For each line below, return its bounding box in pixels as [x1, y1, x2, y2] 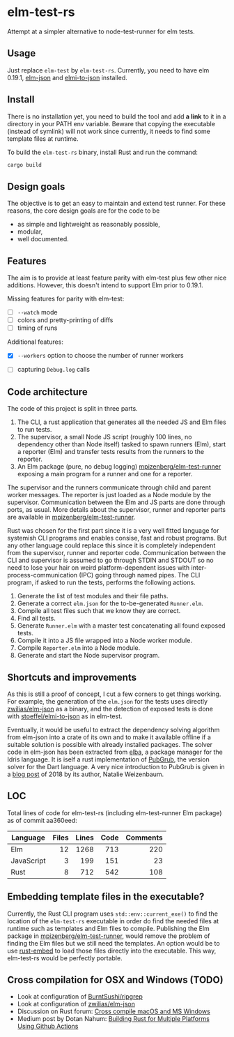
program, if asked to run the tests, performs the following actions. [7, 578, 196, 586]
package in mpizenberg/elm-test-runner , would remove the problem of [7, 932, 210, 940]
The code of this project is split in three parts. [7, 404, 138, 413]
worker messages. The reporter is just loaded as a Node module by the [7, 491, 211, 499]
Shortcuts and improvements [7, 671, 137, 683]
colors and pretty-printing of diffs [17, 316, 114, 324]
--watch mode [17, 308, 58, 317]
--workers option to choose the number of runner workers [17, 351, 184, 360]
